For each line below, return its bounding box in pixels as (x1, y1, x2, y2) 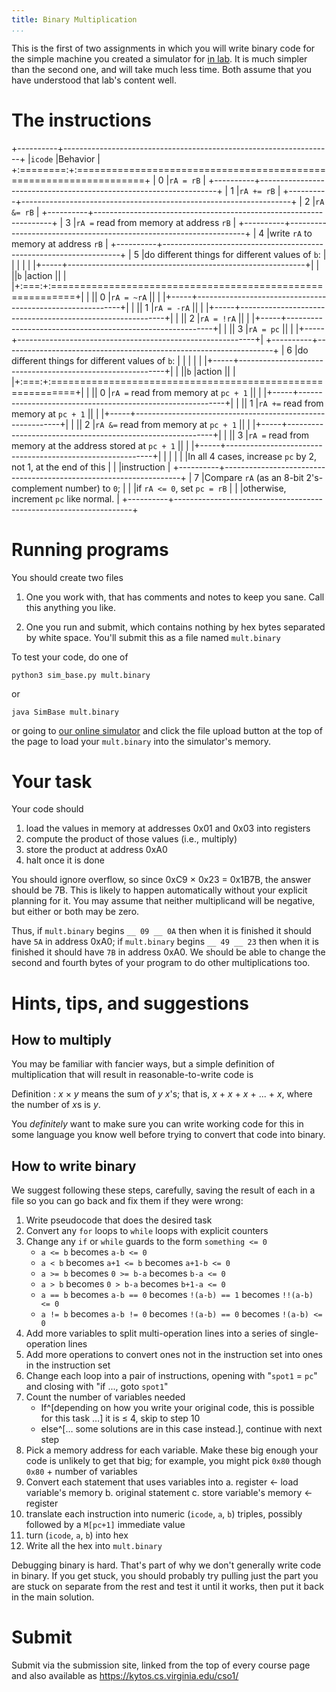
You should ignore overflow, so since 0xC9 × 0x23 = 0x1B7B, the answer (11, 874, 312, 886)
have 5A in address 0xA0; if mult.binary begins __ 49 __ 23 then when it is (11, 936, 319, 948)
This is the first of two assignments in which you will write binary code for (11, 42, 316, 54)
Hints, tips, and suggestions (11, 992, 250, 1015)
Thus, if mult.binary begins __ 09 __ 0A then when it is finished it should (11, 925, 312, 937)
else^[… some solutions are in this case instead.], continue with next (40, 1423, 323, 1435)
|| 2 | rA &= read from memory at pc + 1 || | (75, 418, 251, 430)
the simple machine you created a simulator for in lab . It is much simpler (11, 52, 308, 65)
